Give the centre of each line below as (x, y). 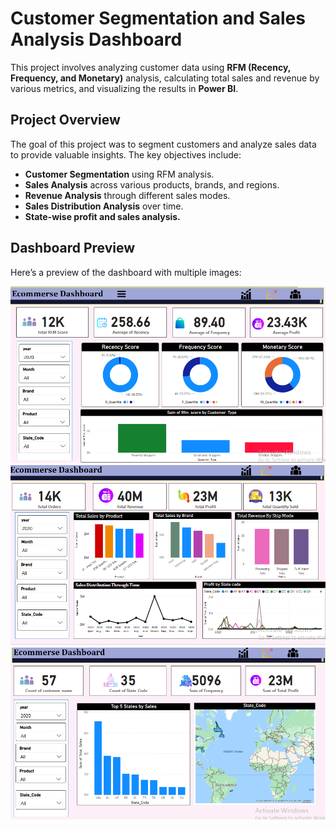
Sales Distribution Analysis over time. (104, 206)
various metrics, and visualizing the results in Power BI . (124, 88)
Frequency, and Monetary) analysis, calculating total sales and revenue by (165, 78)
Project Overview (65, 120)
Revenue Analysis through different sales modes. (127, 195)
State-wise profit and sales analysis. (102, 216)
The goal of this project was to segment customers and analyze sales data (163, 144)
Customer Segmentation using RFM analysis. (119, 174)
